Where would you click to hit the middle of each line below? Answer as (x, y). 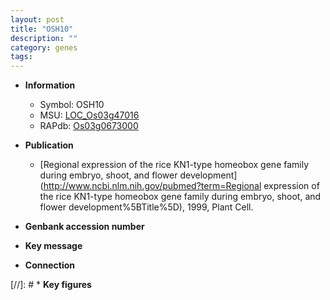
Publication (49, 145)
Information (50, 85)
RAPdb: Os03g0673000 (89, 126)
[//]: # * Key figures (51, 285)
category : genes (44, 47)
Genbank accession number (84, 227)
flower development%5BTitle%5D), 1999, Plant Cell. (146, 207)
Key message (53, 246)
